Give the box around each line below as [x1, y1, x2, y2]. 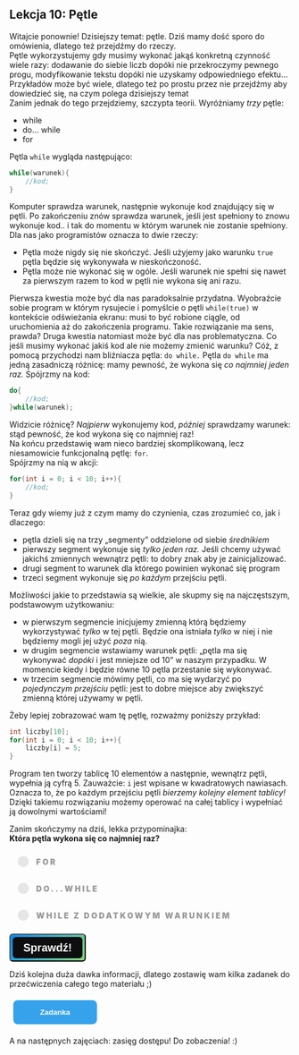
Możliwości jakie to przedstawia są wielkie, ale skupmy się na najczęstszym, [9, 590, 290, 600]
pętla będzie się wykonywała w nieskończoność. [21, 257, 202, 268]
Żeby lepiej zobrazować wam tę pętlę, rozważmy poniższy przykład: [9, 710, 261, 720]
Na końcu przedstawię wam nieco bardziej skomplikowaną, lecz [9, 438, 245, 449]
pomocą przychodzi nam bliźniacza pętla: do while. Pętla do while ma [9, 350, 270, 361]
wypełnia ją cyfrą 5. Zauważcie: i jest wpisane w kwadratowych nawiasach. [9, 778, 288, 788]
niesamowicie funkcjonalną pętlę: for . [9, 447, 149, 459]
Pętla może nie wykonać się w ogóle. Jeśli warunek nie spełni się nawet [21, 266, 287, 277]
